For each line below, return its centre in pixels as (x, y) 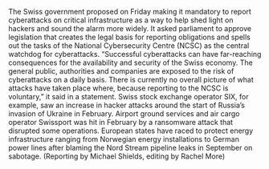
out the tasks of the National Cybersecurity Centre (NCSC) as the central (129, 46)
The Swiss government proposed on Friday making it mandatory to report (130, 12)
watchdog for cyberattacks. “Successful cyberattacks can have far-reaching (135, 54)
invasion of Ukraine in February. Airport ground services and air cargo (124, 114)
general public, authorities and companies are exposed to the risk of (121, 71)
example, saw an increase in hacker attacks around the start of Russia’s (126, 105)
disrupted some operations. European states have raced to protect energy (131, 131)
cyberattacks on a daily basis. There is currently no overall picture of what (131, 80)
